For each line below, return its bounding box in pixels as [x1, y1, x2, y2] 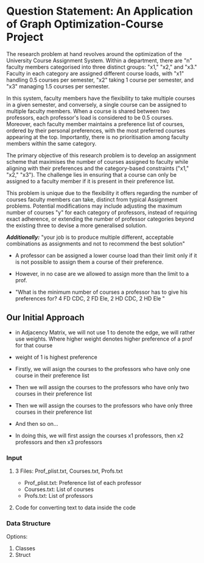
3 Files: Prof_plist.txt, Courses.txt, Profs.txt [15, 467, 123, 475]
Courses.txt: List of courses [24, 486, 94, 493]
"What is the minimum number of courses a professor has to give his [15, 288, 188, 296]
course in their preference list [15, 372, 90, 379]
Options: [6, 533, 28, 540]
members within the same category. [6, 140, 97, 147]
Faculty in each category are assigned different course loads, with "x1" [6, 69, 185, 77]
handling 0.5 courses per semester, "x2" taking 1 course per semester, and [6, 76, 194, 83]
